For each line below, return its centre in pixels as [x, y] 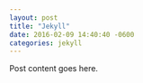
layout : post [34, 18]
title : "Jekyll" [40, 26]
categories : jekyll [46, 43]
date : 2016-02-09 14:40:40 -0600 [72, 34]
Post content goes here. [54, 69]
